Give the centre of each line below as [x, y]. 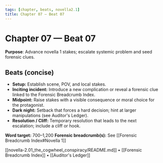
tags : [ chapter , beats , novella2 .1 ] [42, 10]
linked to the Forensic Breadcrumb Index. [54, 95]
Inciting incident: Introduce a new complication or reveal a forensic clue [85, 90]
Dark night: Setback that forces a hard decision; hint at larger [74, 110]
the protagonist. [28, 105]
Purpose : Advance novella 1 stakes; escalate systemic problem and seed [79, 52]
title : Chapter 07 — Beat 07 [35, 14]
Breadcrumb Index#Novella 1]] [36, 140]
